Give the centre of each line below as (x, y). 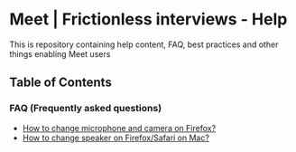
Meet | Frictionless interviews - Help (148, 19)
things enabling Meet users (60, 53)
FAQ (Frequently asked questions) (86, 109)
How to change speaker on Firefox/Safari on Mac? (116, 138)
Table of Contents (61, 83)
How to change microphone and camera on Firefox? (119, 128)
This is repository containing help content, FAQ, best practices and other (144, 44)
